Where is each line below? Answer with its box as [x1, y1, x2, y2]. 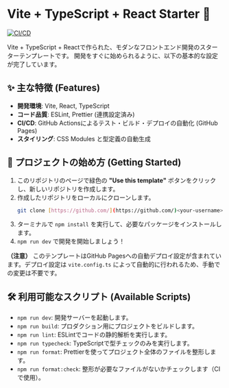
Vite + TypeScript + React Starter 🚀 [7, 6, 211, 22]
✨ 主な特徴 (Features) [7, 82, 101, 94]
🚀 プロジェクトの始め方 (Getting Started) [7, 157, 182, 169]
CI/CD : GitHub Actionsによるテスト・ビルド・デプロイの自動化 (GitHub [16, 119, 218, 127]
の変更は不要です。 [7, 269, 61, 277]
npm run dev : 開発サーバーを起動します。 [16, 313, 132, 322]
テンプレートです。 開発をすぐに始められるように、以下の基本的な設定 [19, 51, 218, 60]
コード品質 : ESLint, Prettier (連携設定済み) [16, 110, 135, 119]
